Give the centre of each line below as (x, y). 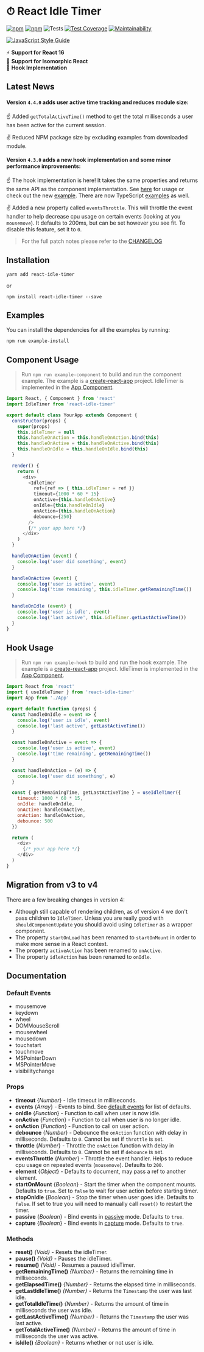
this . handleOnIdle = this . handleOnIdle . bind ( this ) (83, 449)
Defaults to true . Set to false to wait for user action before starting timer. (107, 1191)
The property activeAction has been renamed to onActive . (89, 950)
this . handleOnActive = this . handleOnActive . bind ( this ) (88, 443)
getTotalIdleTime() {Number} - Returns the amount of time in (92, 1303)
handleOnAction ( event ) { (45, 556)
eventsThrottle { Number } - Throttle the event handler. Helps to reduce (104, 1158)
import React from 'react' (40, 687)
